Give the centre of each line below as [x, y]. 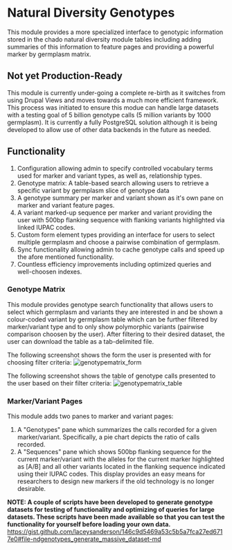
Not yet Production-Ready [65, 76]
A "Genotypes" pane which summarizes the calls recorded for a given [117, 430]
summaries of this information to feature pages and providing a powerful [111, 47]
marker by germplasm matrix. [49, 54]
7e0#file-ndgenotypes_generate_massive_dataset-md [84, 539]
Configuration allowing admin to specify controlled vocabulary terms [115, 168]
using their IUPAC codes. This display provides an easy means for [111, 474]
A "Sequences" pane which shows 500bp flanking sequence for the [114, 452]
